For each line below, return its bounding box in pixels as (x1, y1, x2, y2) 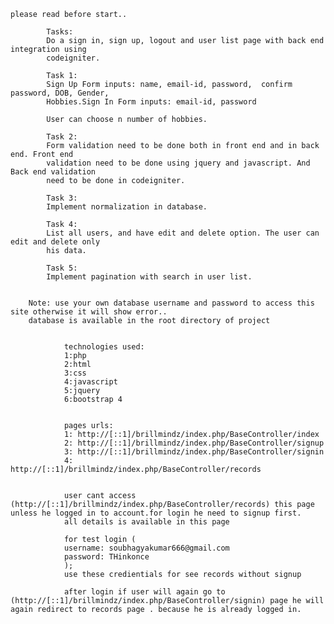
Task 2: (46, 132, 78, 142)
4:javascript (63, 377, 118, 387)
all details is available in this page (63, 517, 230, 527)
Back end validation (10, 167, 97, 177)
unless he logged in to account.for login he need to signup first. (10, 508, 302, 518)
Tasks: (46, 27, 74, 37)
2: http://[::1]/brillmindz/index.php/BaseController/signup (63, 438, 325, 448)
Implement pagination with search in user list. (46, 272, 253, 282)
